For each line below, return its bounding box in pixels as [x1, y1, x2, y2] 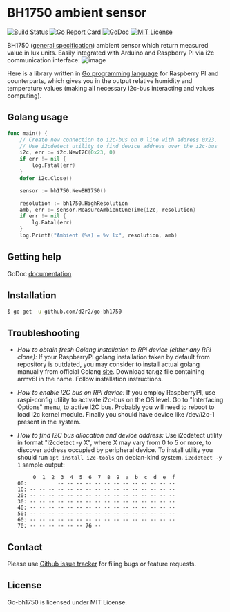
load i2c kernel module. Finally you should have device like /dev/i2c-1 [17, 411, 215, 419]
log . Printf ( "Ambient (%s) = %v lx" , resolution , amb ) [19, 232, 178, 239]
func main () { [7, 129, 48, 136]
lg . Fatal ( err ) [32, 219, 73, 226]
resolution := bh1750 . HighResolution [19, 199, 128, 207]
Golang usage [7, 111, 68, 123]
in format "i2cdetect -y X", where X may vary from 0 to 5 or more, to [17, 438, 212, 447]
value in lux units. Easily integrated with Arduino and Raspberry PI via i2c [7, 48, 215, 57]
